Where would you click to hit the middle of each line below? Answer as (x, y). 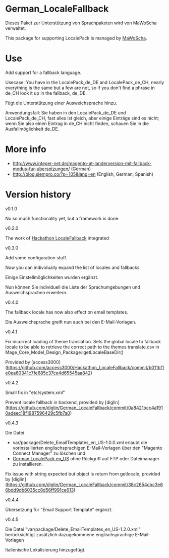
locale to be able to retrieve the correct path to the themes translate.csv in (82, 347)
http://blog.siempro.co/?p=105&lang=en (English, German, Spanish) (83, 174)
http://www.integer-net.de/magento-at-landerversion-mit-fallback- (82, 163)
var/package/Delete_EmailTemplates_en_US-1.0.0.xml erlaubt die (80, 442)
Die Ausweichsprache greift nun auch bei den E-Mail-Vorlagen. (71, 322)
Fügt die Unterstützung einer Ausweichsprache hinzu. (61, 103)
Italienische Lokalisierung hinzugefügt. (45, 549)
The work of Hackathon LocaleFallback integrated (57, 238)
